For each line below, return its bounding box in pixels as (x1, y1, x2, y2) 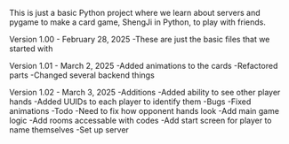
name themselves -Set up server (9, 125, 129, 135)
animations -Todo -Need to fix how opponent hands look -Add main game (9, 106, 280, 116)
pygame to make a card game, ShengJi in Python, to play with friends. (9, 17, 267, 27)
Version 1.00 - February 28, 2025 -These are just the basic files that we (9, 34, 270, 44)
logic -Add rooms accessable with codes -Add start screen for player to (9, 115, 273, 125)
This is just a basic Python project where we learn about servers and (9, 8, 261, 18)
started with (9, 43, 53, 54)
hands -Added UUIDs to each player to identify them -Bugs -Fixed (9, 96, 252, 107)
